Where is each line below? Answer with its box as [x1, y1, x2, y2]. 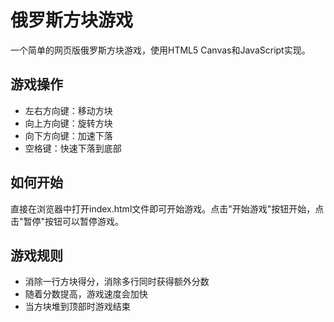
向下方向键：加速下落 [24, 129, 113, 141]
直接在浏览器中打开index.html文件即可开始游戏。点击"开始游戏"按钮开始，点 [10, 202, 325, 215]
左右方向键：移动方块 [24, 104, 113, 116]
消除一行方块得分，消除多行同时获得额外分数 [24, 276, 210, 288]
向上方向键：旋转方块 [24, 117, 113, 129]
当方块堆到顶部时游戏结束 [24, 301, 131, 313]
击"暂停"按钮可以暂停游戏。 [10, 215, 125, 227]
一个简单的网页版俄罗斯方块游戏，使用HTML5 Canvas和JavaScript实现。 [10, 44, 311, 56]
